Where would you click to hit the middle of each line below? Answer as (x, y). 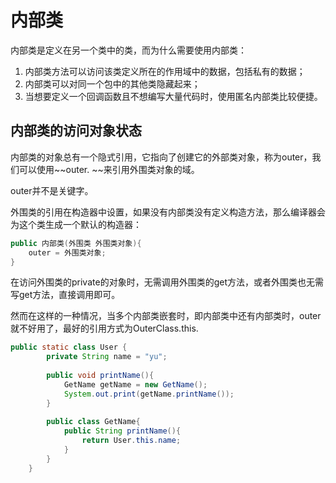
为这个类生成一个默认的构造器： (76, 224)
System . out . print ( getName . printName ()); (149, 394)
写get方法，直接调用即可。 (65, 295)
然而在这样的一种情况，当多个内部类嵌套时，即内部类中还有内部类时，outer (166, 316)
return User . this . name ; (131, 441)
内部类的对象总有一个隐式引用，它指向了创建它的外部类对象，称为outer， (161, 157)
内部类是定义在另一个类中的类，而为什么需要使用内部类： (128, 50)
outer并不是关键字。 (52, 190)
